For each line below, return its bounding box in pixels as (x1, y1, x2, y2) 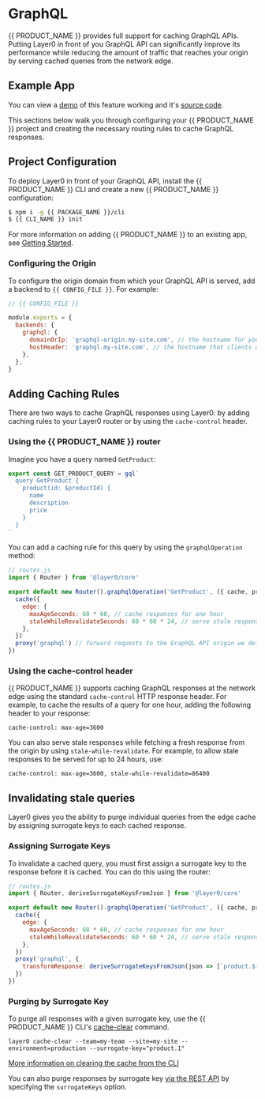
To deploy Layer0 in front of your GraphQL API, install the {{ (8, 176, 203, 186)
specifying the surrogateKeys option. (8, 1082, 128, 1092)
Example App (8, 79, 75, 93)
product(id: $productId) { (22, 484, 111, 493)
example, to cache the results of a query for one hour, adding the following (8, 701, 252, 710)
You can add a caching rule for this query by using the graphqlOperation (8, 542, 243, 552)
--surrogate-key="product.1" (89, 1044, 185, 1052)
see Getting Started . (8, 238, 73, 247)
